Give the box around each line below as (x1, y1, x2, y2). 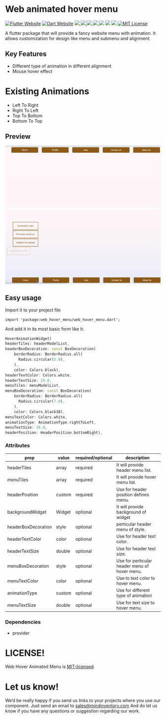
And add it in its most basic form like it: (5, 326, 84, 332)
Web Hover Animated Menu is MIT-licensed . (5, 664, 95, 670)
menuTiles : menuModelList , (5, 383, 61, 388)
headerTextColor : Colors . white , (5, 372, 72, 378)
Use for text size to (116, 599, 155, 605)
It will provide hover (116, 474, 157, 480)
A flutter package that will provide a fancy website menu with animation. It (5, 30, 156, 36)
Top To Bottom (12, 113, 43, 119)
